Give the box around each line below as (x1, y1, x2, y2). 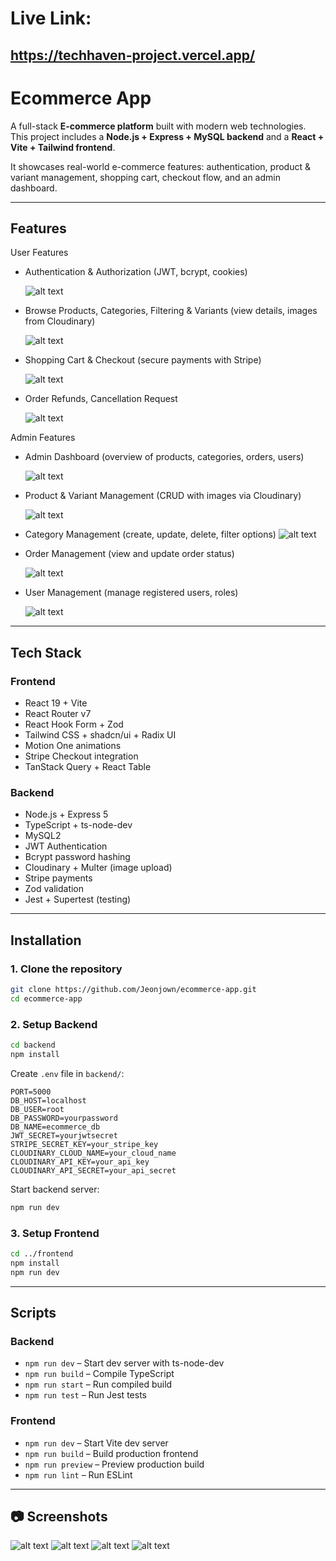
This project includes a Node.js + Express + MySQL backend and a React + (10, 130, 325, 142)
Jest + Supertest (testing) (24, 893, 132, 906)
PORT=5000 (10, 1087, 52, 1097)
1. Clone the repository (10, 962, 123, 976)
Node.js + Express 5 (24, 808, 109, 821)
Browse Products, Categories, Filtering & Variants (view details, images (24, 305, 318, 317)
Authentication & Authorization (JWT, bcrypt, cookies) (24, 266, 248, 278)
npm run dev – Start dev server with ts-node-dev (24, 1357, 225, 1369)
